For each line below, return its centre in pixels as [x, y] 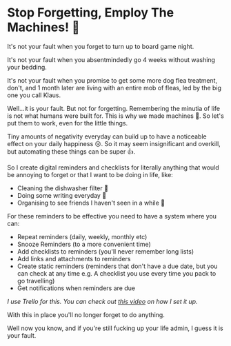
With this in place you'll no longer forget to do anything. [86, 314]
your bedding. [27, 67]
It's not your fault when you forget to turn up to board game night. [101, 46]
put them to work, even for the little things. [68, 123]
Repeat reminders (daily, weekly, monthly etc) [82, 236]
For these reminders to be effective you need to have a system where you [112, 216]
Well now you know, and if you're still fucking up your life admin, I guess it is [115, 328]
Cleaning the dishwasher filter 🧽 [63, 188]
